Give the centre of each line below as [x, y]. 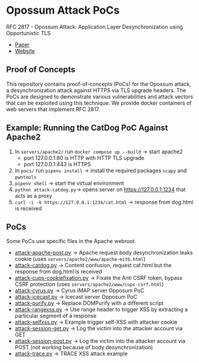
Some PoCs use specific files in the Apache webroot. [71, 241]
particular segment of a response [56, 316]
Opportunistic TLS [29, 33]
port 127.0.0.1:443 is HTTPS [57, 164]
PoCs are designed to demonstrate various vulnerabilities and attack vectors [100, 96]
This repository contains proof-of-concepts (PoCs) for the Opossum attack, [99, 84]
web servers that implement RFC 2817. [53, 109]
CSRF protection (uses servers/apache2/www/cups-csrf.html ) [89, 284]
